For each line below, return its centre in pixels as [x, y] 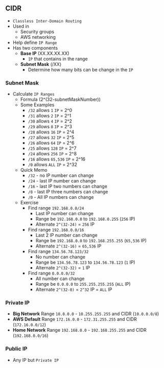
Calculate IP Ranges [33, 94]
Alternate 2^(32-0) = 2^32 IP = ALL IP [74, 290]
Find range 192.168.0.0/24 [56, 208]
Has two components [35, 48]
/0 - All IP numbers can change [61, 197]
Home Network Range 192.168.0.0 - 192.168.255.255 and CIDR [79, 330]
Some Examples [37, 105]
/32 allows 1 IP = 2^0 [50, 110]
